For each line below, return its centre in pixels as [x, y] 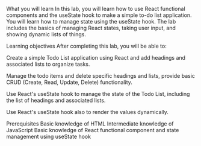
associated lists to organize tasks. [48, 64]
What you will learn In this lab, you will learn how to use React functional [96, 9]
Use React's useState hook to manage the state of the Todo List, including [98, 94]
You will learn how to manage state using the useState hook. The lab [91, 21]
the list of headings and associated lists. [56, 100]
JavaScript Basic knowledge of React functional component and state [93, 130]
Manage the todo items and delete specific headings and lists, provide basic [101, 76]
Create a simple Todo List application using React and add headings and [96, 58]
